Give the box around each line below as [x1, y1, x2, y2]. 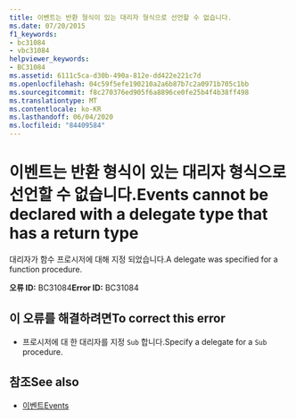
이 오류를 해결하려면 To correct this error [9, 311, 226, 326]
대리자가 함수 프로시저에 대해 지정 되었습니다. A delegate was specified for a [9, 254, 278, 264]
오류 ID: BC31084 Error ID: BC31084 [9, 282, 140, 293]
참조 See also [9, 374, 79, 390]
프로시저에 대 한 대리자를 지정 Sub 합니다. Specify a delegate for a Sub [21, 336, 267, 347]
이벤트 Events [21, 399, 70, 411]
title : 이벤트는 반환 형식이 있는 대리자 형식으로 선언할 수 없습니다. [9, 13, 232, 22]
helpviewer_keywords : [9, 54, 90, 63]
